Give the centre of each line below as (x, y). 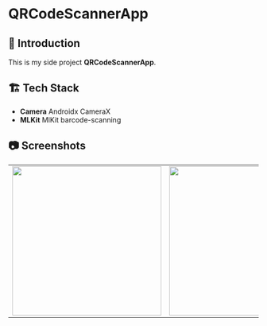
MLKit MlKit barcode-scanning (70, 119)
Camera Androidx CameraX (65, 111)
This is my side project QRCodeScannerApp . (82, 62)
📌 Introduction (44, 43)
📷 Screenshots (47, 146)
